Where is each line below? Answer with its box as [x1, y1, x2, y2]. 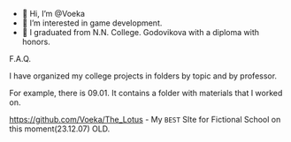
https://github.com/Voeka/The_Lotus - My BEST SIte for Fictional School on [9, 115, 281, 124]
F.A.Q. [9, 54, 32, 64]
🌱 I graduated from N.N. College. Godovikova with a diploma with [21, 27, 259, 37]
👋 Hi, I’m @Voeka [21, 9, 86, 19]
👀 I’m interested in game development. [21, 18, 163, 28]
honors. [21, 36, 50, 47]
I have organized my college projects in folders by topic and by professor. [9, 71, 277, 81]
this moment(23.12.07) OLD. [9, 123, 111, 134]
